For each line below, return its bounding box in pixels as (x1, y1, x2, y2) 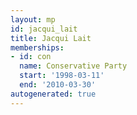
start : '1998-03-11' (19, 71, 105, 81)
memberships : (10, 42, 65, 53)
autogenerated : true (10, 89, 97, 99)
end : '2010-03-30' (19, 80, 97, 90)
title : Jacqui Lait (10, 33, 92, 43)
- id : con (10, 52, 52, 62)
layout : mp (10, 14, 56, 25)
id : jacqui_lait (10, 24, 78, 34)
